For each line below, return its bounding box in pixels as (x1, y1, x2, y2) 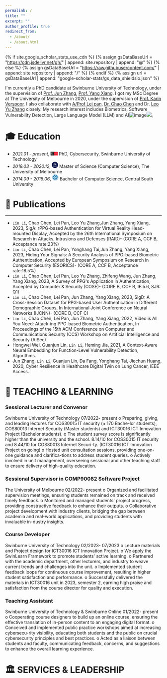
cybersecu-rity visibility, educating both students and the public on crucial (5, 630, 158, 636)
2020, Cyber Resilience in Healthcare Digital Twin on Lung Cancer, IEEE (12, 363, 160, 369)
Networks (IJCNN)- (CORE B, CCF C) (12, 310, 88, 316)
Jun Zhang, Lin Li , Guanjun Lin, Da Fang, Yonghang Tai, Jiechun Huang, (12, 358, 162, 364)
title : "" (5, 13, 26, 18)
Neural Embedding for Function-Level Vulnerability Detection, (12, 347, 139, 353)
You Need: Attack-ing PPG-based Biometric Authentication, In (12, 320, 139, 327)
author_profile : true (5, 24, 50, 29)
